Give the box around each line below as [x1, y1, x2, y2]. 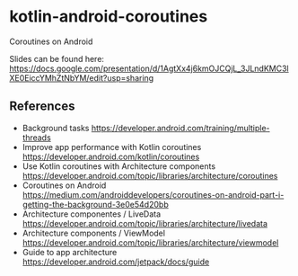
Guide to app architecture [22, 246, 118, 257]
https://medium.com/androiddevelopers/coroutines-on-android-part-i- [22, 189, 285, 200]
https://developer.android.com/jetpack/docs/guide [22, 256, 210, 267]
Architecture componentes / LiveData [22, 209, 162, 219]
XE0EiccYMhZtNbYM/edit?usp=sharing [9, 72, 154, 83]
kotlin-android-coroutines [9, 6, 208, 27]
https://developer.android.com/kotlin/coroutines [22, 151, 200, 162]
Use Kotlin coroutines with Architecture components [22, 160, 216, 172]
